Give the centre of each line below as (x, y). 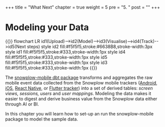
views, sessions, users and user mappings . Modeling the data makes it (78, 93)
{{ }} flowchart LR (23, 41)
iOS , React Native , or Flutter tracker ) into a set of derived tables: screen (79, 88)
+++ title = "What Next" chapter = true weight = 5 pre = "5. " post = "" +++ (83, 7)
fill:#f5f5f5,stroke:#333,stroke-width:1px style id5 (56, 57)
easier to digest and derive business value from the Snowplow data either (81, 98)
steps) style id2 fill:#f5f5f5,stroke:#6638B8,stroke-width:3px (90, 46)
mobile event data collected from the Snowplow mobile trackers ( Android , (81, 82)
